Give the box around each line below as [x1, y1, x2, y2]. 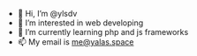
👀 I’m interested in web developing [17, 17, 144, 28]
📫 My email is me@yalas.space [17, 37, 134, 47]
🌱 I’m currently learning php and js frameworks [17, 27, 189, 37]
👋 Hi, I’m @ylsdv [17, 9, 78, 18]
